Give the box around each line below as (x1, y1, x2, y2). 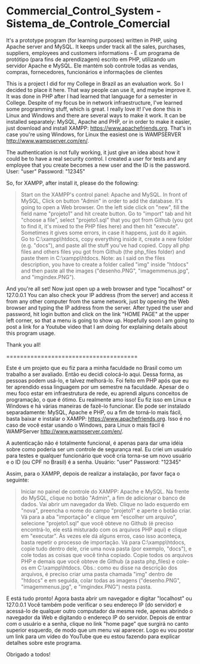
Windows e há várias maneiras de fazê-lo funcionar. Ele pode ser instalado (6, 402, 190, 409)
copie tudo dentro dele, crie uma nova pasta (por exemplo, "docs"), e (20, 545, 192, 552)
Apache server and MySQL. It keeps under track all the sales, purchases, (6, 43, 186, 50)
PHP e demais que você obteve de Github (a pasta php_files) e (20, 558, 175, 565)
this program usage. (6, 329, 56, 336)
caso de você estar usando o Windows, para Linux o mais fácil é (6, 421, 165, 429)
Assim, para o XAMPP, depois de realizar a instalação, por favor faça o (6, 470, 180, 477)
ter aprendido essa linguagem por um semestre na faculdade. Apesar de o (6, 383, 189, 390)
